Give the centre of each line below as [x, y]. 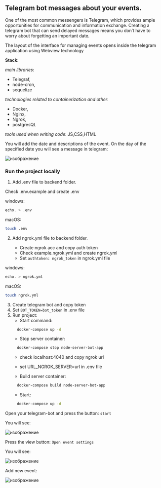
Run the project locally [33, 171]
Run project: [25, 315]
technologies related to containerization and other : [57, 99]
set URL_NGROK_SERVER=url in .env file [61, 367]
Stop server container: [42, 339]
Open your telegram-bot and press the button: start [58, 413]
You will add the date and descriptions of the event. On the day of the [76, 144]
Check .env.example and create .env [42, 191]
